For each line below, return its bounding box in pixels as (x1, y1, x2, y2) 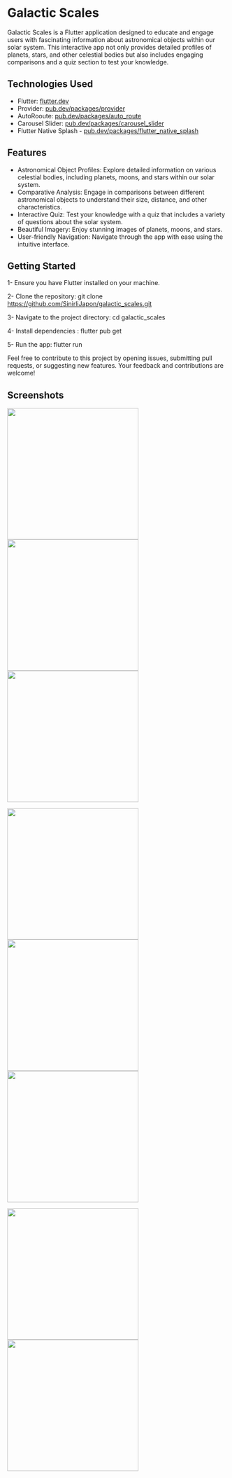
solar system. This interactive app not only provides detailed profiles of (7, 43, 212, 51)
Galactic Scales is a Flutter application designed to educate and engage (7, 28, 215, 36)
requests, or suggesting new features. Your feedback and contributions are (7, 361, 224, 370)
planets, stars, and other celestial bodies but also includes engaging (7, 50, 203, 59)
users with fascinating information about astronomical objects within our (7, 35, 215, 43)
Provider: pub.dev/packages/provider (17, 104, 126, 113)
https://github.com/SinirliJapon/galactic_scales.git (7, 300, 152, 308)
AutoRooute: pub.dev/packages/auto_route (17, 111, 142, 120)
